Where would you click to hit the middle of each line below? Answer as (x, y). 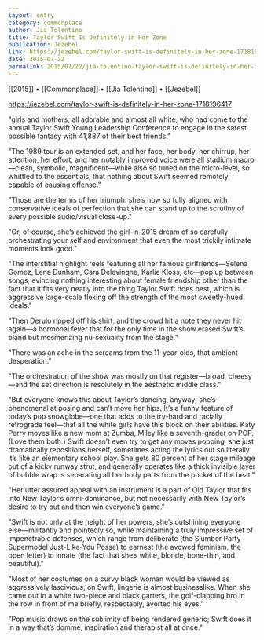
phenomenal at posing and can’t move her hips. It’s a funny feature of (121, 408)
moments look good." (43, 248)
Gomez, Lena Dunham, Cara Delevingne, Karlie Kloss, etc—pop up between (131, 272)
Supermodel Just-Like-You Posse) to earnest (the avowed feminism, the (125, 547)
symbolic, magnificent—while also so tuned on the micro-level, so (143, 168)
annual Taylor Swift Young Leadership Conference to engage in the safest (128, 127)
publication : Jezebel (44, 45)
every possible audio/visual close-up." (70, 216)
